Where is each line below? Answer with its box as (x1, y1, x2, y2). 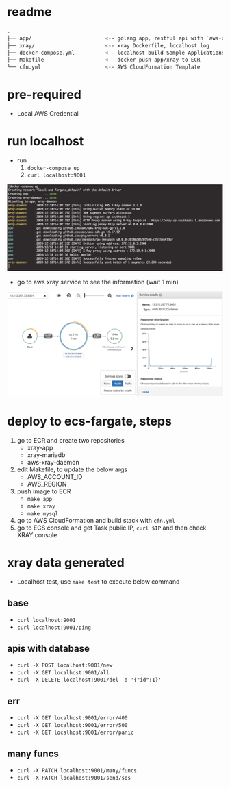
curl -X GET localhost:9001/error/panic (16, 729, 134, 737)
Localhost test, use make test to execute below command (16, 577, 180, 586)
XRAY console (16, 530, 57, 539)
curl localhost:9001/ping (16, 624, 91, 631)
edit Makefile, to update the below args (16, 465, 128, 473)
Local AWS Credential (16, 110, 79, 118)
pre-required (7, 87, 82, 103)
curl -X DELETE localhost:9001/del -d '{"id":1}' (16, 676, 162, 684)
